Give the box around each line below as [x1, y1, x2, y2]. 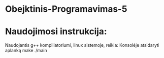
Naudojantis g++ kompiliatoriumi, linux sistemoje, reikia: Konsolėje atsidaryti [5, 42, 160, 48]
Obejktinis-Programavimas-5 [5, 3, 128, 15]
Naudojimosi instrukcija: [5, 26, 107, 37]
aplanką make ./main [5, 48, 47, 54]
